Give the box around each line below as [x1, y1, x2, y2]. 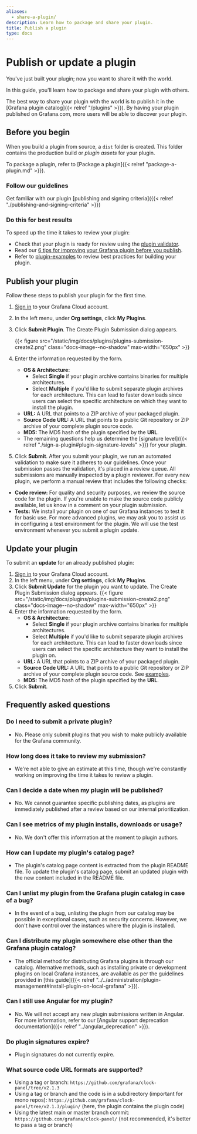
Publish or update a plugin [6, 56, 136, 69]
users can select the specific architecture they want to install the [32, 646, 189, 653]
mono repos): [14, 1096, 47, 1103]
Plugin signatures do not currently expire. [14, 1051, 115, 1058]
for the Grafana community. [14, 737, 81, 744]
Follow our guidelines [6, 182, 69, 190]
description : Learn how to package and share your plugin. [6, 19, 154, 25]
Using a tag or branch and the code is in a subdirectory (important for [14, 1091, 183, 1098]
